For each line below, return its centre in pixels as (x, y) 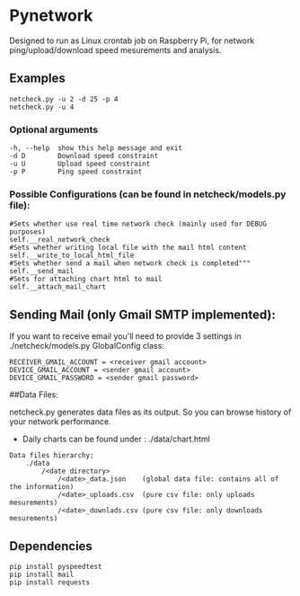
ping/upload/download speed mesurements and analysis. (115, 49)
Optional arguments (54, 129)
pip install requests (50, 582)
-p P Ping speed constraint (76, 172)
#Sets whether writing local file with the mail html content (128, 248)
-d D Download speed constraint (84, 156)
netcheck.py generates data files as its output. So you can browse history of (150, 412)
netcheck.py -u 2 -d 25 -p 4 (64, 99)
